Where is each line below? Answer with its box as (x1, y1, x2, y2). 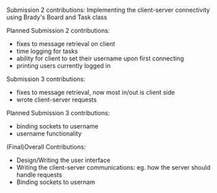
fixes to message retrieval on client (16, 40, 116, 47)
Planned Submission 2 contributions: (6, 27, 110, 34)
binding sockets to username (16, 122, 99, 130)
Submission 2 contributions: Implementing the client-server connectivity (6, 6, 210, 14)
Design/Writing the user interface (16, 156, 111, 164)
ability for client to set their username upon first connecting (16, 54, 184, 63)
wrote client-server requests (16, 95, 97, 104)
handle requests (16, 171, 62, 179)
